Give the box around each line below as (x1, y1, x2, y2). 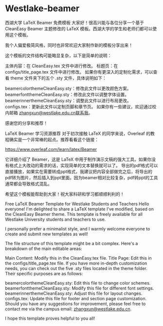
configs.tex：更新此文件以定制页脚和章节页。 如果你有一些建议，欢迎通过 (5, 103, 152, 110)
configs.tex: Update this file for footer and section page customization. (5, 295, 147, 301)
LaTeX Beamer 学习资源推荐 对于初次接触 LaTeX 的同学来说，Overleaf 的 (5, 130, 151, 136)
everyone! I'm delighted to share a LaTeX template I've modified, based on (5, 206, 154, 212)
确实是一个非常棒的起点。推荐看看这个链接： (9, 136, 99, 142)
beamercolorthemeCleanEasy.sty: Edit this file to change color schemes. (5, 280, 151, 286)
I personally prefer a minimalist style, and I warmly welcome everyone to (5, 226, 150, 231)
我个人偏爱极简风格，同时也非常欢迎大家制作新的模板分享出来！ (5, 42, 133, 48)
